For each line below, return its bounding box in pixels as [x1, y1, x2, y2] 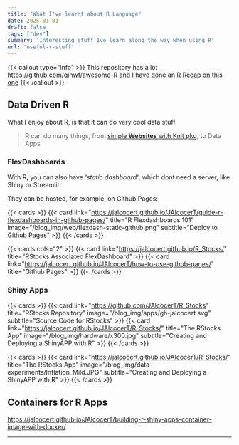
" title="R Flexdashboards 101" [105, 216, 194, 224]
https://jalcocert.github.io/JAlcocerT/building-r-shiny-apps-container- [7, 415, 212, 424]
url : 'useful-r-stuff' [7, 43, 75, 51]
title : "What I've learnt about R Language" [7, 10, 142, 18]
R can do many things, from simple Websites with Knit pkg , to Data [24, 131, 222, 140]
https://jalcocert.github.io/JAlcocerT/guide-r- [91, 208, 223, 217]
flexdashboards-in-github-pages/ [7, 216, 106, 224]
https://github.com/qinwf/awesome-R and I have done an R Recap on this [7, 70, 223, 79]
